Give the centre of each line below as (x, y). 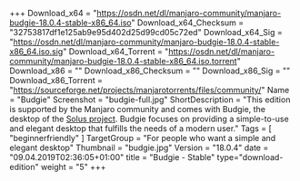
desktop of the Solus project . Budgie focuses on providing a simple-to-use (149, 119)
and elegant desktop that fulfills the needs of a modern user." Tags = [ (141, 129)
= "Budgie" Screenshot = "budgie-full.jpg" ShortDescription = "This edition (150, 100)
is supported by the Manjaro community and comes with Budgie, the (138, 109)
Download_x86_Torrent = (56, 80)
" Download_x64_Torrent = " (115, 52)
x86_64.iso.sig (36, 52)
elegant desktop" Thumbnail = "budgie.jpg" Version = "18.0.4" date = (139, 148)
